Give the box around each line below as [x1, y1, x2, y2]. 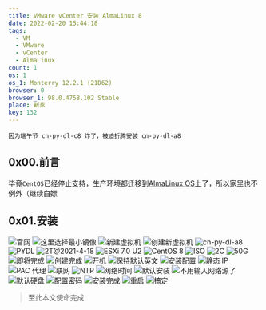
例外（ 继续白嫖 [8, 188, 58, 198]
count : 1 [8, 64, 38, 72]
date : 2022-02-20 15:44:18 [8, 19, 98, 27]
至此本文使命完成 [27, 292, 85, 302]
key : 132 [8, 109, 38, 117]
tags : [8, 26, 26, 34]
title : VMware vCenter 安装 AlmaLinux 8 [8, 11, 142, 20]
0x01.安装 [8, 214, 58, 228]
